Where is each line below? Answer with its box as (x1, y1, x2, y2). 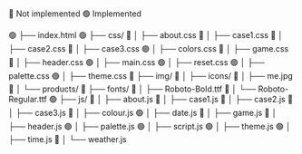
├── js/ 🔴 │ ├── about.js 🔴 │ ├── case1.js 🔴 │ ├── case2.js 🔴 (59, 94, 294, 104)
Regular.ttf (8, 94, 47, 104)
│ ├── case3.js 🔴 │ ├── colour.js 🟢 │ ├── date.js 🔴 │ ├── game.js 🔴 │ (8, 108, 278, 118)
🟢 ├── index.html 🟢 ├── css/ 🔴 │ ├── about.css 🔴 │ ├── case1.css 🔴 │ (8, 30, 284, 40)
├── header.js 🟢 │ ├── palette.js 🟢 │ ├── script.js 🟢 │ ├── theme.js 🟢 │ (8, 121, 292, 131)
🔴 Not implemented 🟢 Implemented (8, 8, 142, 19)
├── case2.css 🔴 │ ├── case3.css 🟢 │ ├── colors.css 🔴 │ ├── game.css (8, 43, 289, 53)
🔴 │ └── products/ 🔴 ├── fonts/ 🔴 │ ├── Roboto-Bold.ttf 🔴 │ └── (8, 83, 257, 94)
